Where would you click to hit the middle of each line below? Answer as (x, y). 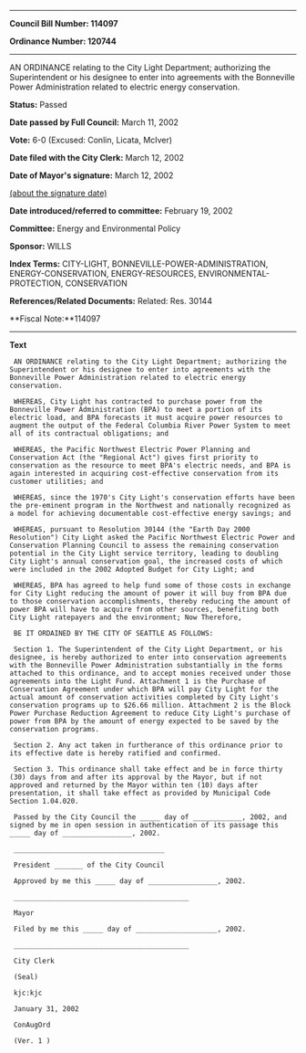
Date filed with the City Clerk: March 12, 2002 (97, 158)
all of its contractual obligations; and (89, 434)
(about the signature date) (58, 193)
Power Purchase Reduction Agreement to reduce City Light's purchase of (150, 713)
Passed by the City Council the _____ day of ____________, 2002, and (150, 817)
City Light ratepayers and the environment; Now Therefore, (126, 617)
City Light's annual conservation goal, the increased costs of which (146, 562)
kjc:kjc (28, 993)
